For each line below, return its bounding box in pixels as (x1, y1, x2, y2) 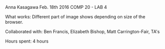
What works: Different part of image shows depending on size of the (5, 14, 146, 19)
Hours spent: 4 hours (5, 38, 49, 44)
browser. (5, 19, 23, 25)
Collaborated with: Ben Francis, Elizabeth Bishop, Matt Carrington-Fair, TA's (5, 29, 160, 34)
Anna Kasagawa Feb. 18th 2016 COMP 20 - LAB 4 (5, 4, 107, 10)
